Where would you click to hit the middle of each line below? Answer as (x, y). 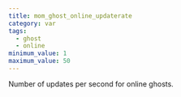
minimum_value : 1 (38, 53)
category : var (32, 23)
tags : (17, 31)
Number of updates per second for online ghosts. (91, 84)
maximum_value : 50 (39, 61)
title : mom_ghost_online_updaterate (70, 16)
